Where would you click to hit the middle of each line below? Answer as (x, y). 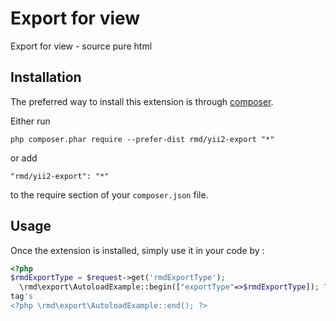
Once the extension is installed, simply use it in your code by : (137, 250)
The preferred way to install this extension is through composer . (142, 101)
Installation (46, 77)
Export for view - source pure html (81, 46)
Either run (30, 121)
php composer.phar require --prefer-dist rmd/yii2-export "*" (142, 139)
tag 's (21, 297)
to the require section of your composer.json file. (109, 194)
